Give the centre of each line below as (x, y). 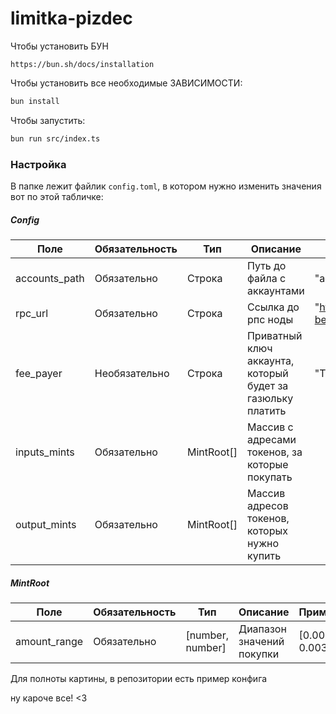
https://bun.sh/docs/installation (82, 64)
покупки (259, 654)
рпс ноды (270, 319)
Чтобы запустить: (48, 120)
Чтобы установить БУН (59, 46)
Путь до (266, 265)
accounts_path (50, 278)
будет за (267, 385)
